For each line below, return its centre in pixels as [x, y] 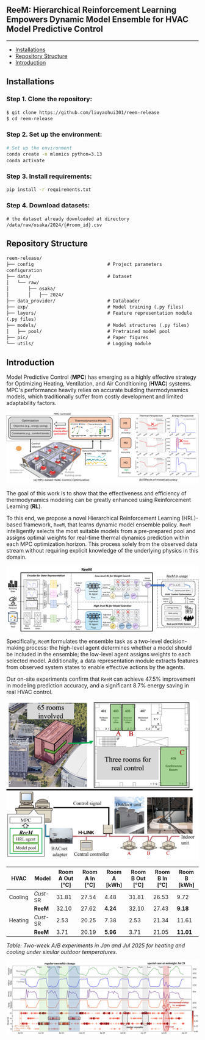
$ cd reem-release [30, 119]
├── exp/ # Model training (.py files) [95, 307]
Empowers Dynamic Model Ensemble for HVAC [98, 20]
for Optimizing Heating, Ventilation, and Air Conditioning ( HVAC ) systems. [99, 384]
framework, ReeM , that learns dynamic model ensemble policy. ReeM [107, 525]
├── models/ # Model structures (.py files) [98, 326]
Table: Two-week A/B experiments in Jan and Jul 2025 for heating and [96, 945]
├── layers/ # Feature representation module [99, 314]
